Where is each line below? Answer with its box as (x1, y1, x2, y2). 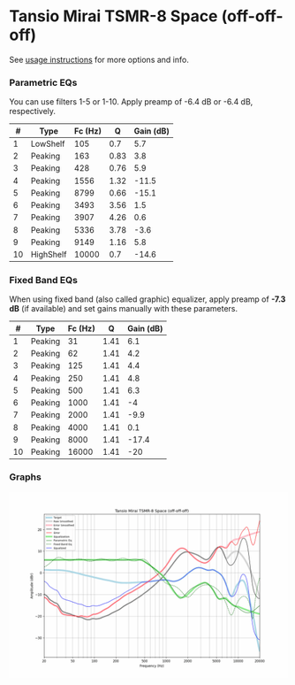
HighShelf (30, 250, 67, 260)
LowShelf (30, 138, 65, 149)
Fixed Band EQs (9, 273, 78, 286)
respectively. (9, 106, 56, 117)
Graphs (9, 471, 42, 483)
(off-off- (221, 6, 284, 27)
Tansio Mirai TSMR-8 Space (9, 6, 218, 27)
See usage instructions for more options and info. (9, 54, 190, 65)
